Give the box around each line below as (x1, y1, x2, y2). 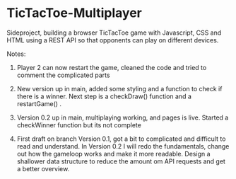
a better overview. (16, 164, 70, 173)
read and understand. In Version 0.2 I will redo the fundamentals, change (16, 142, 230, 150)
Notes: (6, 50, 26, 58)
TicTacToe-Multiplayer (6, 5, 143, 21)
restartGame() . (16, 99, 61, 108)
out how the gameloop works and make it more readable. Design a (16, 149, 211, 158)
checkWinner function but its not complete (16, 120, 142, 129)
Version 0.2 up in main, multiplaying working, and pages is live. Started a (16, 113, 229, 122)
